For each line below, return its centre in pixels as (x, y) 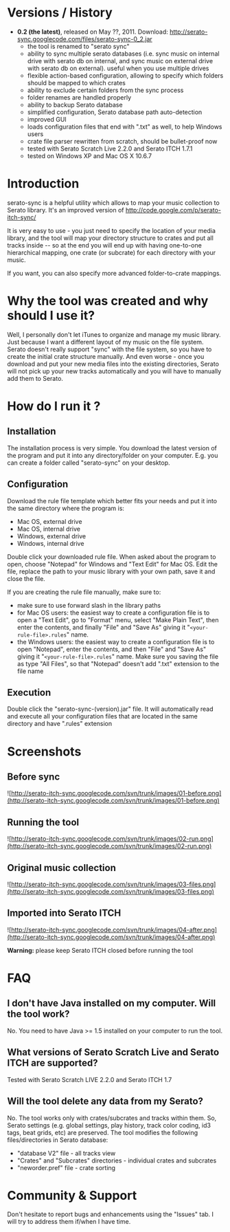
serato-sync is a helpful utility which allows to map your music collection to (113, 202)
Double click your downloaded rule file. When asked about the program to (112, 557)
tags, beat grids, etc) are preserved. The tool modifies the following (103, 1132)
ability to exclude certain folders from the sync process (105, 90)
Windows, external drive (51, 536)
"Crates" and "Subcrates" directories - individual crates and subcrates (117, 1160)
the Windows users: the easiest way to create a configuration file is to (116, 641)
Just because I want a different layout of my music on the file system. (105, 342)
